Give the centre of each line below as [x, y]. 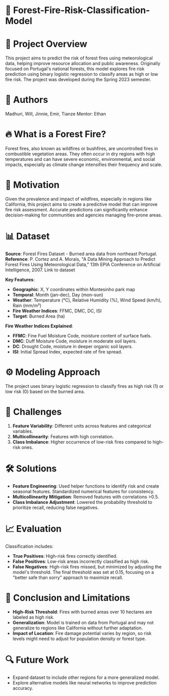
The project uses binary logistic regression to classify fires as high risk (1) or [84, 386]
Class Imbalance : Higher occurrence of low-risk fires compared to [82, 442]
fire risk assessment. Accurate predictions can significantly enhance [76, 209]
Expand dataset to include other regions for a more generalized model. [86, 677]
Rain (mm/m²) [27, 305]
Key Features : [20, 279]
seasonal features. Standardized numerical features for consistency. [83, 491]
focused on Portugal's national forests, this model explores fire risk [75, 69]
